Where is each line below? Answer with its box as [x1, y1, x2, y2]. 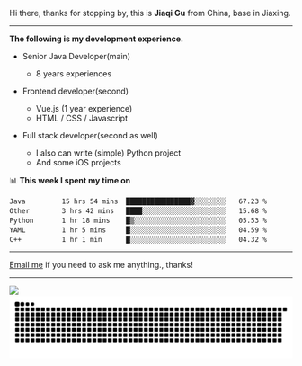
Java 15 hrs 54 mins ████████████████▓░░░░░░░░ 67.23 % [9, 197, 268, 206]
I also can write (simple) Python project [35, 147, 182, 158]
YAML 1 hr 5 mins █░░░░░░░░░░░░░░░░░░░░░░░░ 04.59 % [9, 225, 268, 235]
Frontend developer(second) [22, 85, 129, 96]
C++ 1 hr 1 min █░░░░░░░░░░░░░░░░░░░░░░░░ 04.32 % [9, 235, 268, 244]
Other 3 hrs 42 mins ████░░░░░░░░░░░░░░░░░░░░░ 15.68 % [9, 206, 268, 215]
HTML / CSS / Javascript [35, 112, 129, 123]
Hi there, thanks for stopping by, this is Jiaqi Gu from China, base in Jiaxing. [9, 8, 291, 18]
